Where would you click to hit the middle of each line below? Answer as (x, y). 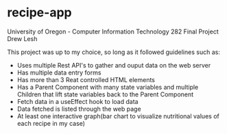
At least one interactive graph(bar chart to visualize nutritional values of (118, 116)
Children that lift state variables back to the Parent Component (105, 94)
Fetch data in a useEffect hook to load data (77, 101)
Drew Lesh (22, 38)
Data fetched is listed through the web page (79, 109)
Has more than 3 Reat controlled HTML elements (86, 79)
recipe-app (39, 13)
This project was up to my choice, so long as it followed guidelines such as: (114, 52)
